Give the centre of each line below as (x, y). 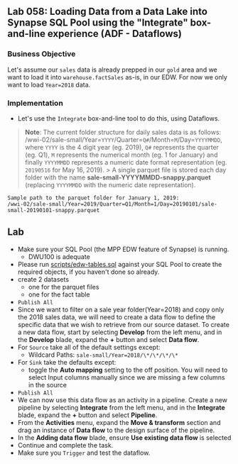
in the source (48, 385)
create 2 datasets (43, 279)
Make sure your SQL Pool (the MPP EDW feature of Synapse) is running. (123, 249)
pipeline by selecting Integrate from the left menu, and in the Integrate (121, 407)
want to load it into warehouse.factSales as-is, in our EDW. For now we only (117, 77)
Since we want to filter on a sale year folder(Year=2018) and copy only (121, 309)
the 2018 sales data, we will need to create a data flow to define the (117, 317)
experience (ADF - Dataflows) (115, 34)
